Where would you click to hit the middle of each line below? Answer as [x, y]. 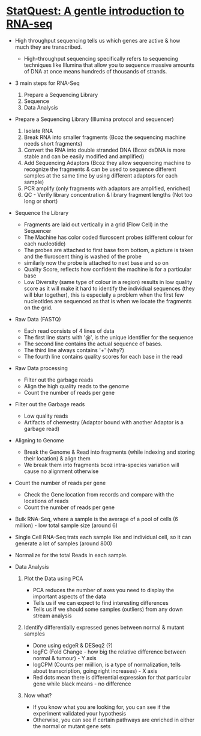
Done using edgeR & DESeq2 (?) [73, 645]
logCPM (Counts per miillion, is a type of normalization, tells [107, 664]
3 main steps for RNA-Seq [47, 83]
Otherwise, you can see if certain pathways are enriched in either [114, 720]
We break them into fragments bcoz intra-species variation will [101, 465]
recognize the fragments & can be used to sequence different [100, 169]
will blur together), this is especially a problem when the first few [104, 295]
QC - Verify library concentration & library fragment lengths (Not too [108, 194]
